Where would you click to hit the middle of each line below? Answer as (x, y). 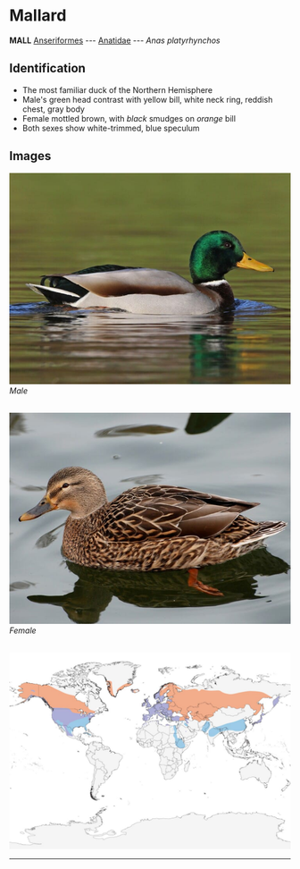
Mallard (38, 16)
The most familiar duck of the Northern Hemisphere (117, 89)
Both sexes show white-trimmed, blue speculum (111, 128)
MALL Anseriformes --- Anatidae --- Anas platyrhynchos (115, 40)
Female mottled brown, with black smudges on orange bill (129, 118)
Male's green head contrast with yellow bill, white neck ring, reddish (147, 99)
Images (30, 156)
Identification (48, 68)
